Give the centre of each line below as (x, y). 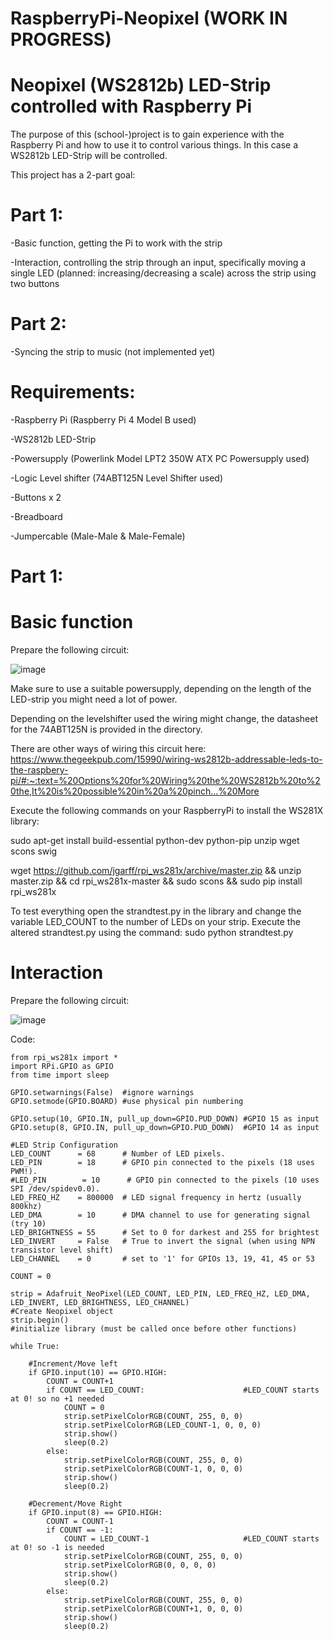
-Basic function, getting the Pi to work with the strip (116, 243)
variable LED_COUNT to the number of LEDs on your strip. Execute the (155, 922)
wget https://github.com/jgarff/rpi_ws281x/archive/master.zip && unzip (156, 871)
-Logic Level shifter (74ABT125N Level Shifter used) (117, 478)
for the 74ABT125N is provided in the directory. (106, 729)
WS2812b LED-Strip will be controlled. (89, 156)
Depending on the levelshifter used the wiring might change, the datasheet (164, 719)
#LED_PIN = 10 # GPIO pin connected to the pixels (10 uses (165, 1180)
